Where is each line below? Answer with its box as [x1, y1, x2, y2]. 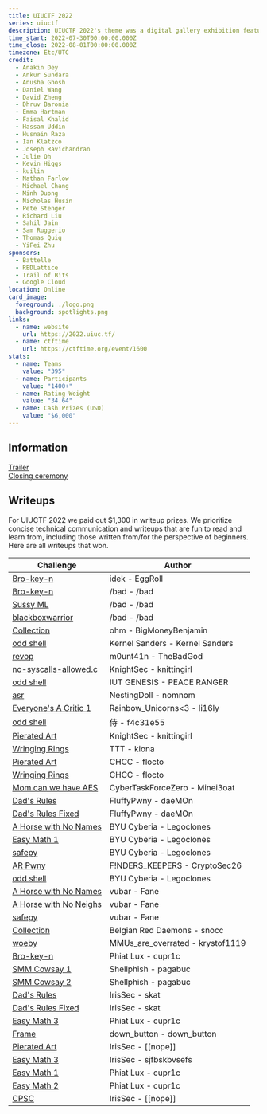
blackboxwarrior [12, 611, 74, 622]
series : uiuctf [8, 19, 59, 27]
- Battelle [15, 256, 52, 264]
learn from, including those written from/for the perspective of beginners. [8, 532, 249, 542]
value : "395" [22, 367, 66, 375]
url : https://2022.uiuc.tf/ [22, 330, 115, 339]
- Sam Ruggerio [15, 226, 66, 235]
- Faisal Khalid [15, 116, 69, 124]
